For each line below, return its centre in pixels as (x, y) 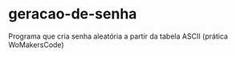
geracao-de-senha (73, 14)
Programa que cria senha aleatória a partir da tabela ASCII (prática (118, 36)
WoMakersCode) (36, 44)
